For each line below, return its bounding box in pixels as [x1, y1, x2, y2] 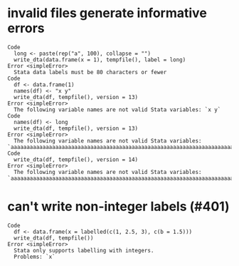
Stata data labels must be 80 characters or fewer [14, 68, 167, 76]
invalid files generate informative [7, 5, 208, 21]
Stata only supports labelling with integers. [14, 247, 154, 254]
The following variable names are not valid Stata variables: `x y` [14, 106, 221, 113]
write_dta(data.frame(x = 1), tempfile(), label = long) [14, 56, 186, 63]
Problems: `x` [14, 253, 55, 260]
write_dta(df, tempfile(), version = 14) [14, 155, 139, 163]
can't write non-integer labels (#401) [7, 198, 230, 215]
